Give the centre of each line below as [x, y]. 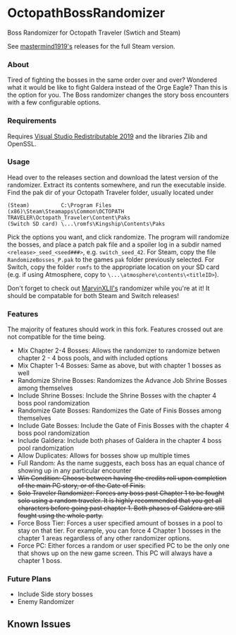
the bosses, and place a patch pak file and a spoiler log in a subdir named [114, 244]
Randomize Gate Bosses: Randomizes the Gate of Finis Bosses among [119, 410]
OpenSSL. [22, 143]
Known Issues [39, 624]
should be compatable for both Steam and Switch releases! [93, 295]
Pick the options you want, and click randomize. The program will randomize [118, 237]
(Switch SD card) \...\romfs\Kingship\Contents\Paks [86, 224]
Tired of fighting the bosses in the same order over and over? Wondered [112, 80]
